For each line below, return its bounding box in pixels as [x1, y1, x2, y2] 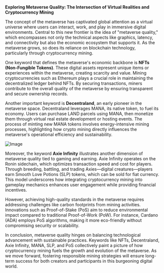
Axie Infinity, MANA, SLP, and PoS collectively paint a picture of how [5, 243, 143, 248]
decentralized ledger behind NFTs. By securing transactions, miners [5, 80, 142, 86]
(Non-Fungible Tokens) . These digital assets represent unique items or [5, 65, 149, 71]
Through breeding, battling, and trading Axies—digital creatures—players [5, 166, 153, 172]
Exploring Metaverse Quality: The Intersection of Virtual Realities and [5, 4, 149, 10]
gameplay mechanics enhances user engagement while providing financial [5, 182, 156, 188]
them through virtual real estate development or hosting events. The [5, 116, 142, 122]
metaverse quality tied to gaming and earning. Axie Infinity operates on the [5, 156, 156, 161]
